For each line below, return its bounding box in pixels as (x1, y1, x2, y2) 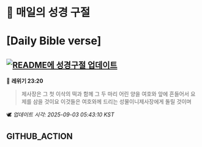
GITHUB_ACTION (6, 131, 73, 141)
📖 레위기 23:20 (6, 77, 43, 85)
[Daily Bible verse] (6, 34, 102, 48)
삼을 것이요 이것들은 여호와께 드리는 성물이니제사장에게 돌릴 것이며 (32, 98, 192, 105)
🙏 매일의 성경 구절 (6, 6, 91, 20)
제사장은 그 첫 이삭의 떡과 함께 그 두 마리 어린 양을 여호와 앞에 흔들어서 (21, 90, 190, 98)
